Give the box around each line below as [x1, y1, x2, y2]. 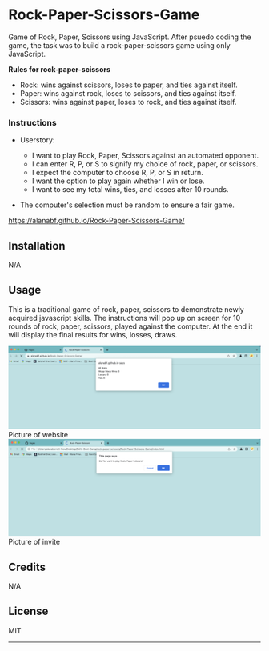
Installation [8, 238, 66, 253]
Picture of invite [8, 537, 61, 547]
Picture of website [8, 429, 69, 439]
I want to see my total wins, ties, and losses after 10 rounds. [31, 185, 229, 194]
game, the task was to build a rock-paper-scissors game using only [8, 40, 231, 50]
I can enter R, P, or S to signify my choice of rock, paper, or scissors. [31, 159, 259, 169]
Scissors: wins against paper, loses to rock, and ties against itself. [19, 97, 237, 106]
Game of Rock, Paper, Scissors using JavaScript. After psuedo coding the [8, 32, 251, 42]
